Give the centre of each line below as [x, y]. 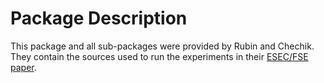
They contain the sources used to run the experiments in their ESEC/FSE [159, 56]
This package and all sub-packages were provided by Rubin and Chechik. [162, 46]
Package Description [99, 18]
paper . [23, 67]
